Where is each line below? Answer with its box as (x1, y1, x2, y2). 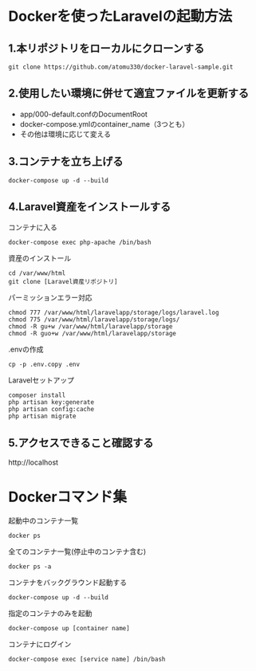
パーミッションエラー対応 (8, 292, 93, 303)
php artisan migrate (8, 412, 77, 421)
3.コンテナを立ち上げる (8, 155, 124, 168)
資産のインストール (8, 253, 72, 263)
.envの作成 (8, 344, 44, 355)
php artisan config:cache (8, 406, 94, 414)
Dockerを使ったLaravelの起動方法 (8, 7, 233, 26)
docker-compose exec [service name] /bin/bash (8, 655, 166, 664)
